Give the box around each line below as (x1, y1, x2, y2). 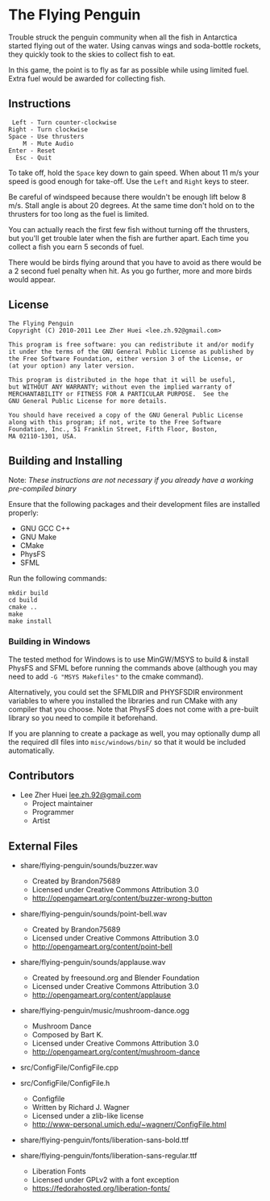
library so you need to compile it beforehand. (8, 713, 158, 722)
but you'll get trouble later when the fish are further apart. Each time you (8, 233, 249, 243)
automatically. (8, 746, 55, 755)
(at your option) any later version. (8, 361, 135, 370)
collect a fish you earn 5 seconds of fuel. (8, 242, 144, 251)
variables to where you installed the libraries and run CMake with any (8, 696, 238, 705)
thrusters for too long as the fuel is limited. (8, 209, 149, 218)
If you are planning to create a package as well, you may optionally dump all (8, 728, 260, 738)
